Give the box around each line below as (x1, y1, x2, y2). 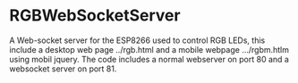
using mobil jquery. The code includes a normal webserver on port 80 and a (9, 54, 289, 64)
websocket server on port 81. (9, 63, 117, 74)
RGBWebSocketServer (9, 5, 181, 26)
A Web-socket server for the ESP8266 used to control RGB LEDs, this (9, 35, 266, 46)
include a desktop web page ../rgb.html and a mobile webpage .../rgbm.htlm (9, 44, 289, 54)
